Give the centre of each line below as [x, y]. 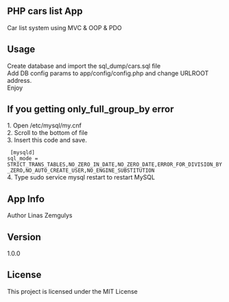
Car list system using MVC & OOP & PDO [64, 27]
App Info [26, 199]
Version [24, 237]
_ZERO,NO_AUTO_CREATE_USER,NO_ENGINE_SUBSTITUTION [81, 171]
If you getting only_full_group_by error [91, 109]
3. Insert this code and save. [47, 140]
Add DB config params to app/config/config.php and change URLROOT [108, 73]
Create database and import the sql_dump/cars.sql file [84, 66]
